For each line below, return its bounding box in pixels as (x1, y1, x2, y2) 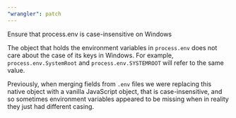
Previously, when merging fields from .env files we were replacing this (7, 79, 212, 88)
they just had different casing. (7, 102, 94, 110)
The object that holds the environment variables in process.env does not (7, 43, 218, 52)
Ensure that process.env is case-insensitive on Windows (7, 30, 172, 38)
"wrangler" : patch (7, 10, 61, 18)
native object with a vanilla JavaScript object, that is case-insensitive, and (7, 87, 223, 95)
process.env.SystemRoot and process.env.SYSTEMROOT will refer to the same (7, 58, 224, 67)
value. (7, 66, 25, 74)
